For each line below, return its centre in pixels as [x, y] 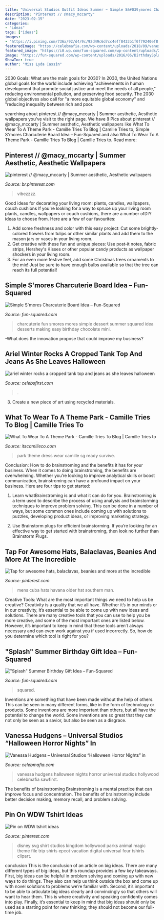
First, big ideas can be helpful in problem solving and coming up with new [79, 876]
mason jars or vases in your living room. [52, 239]
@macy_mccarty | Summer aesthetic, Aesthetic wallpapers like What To [77, 124]
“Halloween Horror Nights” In [51, 743]
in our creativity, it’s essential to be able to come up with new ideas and [77, 610]
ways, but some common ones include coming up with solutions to [79, 511]
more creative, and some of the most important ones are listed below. [75, 621]
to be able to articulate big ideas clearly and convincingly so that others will [81, 891]
